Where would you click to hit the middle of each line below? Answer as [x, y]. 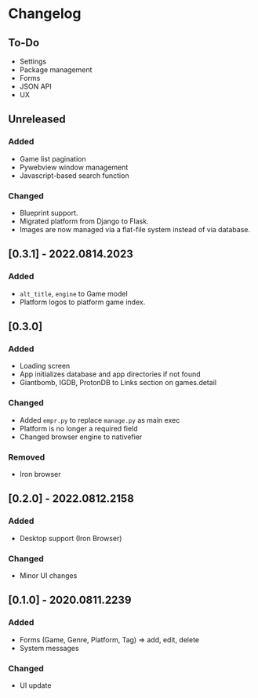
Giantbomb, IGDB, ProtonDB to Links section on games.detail [118, 383]
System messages [49, 648]
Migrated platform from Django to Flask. [84, 221]
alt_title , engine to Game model [73, 293]
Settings [33, 61]
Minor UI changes [48, 575]
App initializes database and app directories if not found [110, 374]
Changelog [45, 14]
